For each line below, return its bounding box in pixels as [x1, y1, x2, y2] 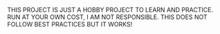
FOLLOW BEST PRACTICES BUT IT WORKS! [7, 20, 133, 28]
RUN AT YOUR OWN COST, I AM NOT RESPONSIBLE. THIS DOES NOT [7, 13, 208, 21]
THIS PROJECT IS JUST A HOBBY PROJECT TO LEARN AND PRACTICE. [7, 6, 213, 14]
